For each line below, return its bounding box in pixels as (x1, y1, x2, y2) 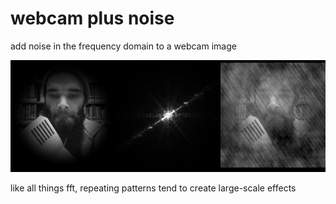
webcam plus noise (10, 7, 175, 30)
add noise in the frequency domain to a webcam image (10, 40, 237, 52)
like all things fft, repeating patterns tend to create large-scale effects (10, 182, 297, 194)
